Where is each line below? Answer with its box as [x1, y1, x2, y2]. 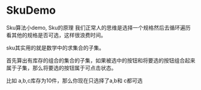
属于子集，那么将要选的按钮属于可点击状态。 [6, 64, 117, 72]
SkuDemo [6, 4, 56, 17]
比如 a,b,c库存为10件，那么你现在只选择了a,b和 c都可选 [6, 77, 143, 84]
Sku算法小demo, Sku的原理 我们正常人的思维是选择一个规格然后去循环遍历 [6, 24, 191, 31]
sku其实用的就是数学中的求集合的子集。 [6, 44, 105, 51]
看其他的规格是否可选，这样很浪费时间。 [6, 31, 106, 39]
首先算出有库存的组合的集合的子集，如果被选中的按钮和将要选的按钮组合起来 [6, 57, 196, 64]
